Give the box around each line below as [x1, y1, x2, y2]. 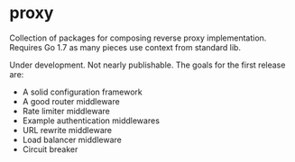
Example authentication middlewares [22, 115, 161, 126]
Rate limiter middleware [22, 105, 111, 116]
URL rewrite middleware [22, 124, 113, 135]
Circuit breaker [22, 143, 78, 155]
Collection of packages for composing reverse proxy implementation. [9, 32, 267, 43]
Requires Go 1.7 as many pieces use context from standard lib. [9, 41, 242, 52]
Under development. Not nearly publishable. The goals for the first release [9, 59, 286, 70]
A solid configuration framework [22, 86, 143, 97]
